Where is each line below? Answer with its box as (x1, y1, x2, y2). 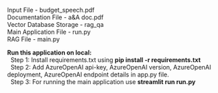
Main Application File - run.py (7, 28, 91, 36)
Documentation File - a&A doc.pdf (7, 13, 104, 21)
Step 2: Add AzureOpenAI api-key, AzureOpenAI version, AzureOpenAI (10, 63, 212, 71)
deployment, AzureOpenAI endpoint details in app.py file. (7, 70, 170, 79)
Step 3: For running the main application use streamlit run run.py (10, 78, 196, 85)
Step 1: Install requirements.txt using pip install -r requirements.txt (10, 56, 201, 64)
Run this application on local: (7, 48, 92, 56)
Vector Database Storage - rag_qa (7, 21, 105, 28)
